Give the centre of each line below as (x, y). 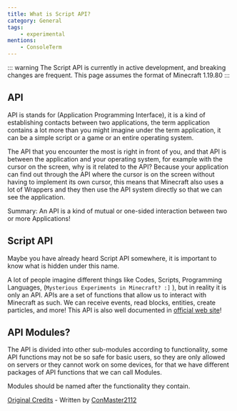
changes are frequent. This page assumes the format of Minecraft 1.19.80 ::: (119, 75)
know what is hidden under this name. (64, 266)
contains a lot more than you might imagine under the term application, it (114, 130)
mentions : (22, 41)
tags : (15, 27)
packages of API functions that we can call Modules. (85, 372)
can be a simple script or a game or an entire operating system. (101, 137)
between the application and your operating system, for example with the (115, 159)
